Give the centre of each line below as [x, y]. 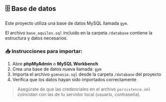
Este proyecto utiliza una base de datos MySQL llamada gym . [67, 23]
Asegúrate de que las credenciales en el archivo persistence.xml [84, 89]
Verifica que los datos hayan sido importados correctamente [74, 80]
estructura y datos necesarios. [37, 38]
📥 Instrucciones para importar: [44, 51]
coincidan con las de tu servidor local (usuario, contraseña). [79, 95]
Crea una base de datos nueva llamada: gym [57, 69]
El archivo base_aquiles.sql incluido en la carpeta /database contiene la [79, 33]
